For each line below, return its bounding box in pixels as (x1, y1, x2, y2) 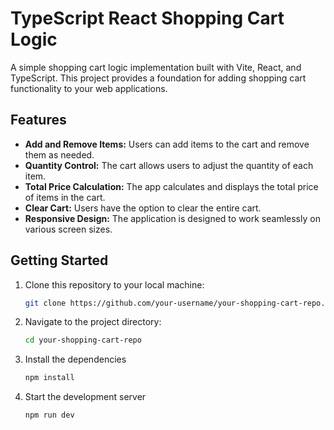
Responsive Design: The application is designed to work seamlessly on (24, 212, 321, 224)
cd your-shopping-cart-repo (24, 335, 142, 346)
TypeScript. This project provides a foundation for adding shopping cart (10, 72, 307, 84)
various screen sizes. (24, 223, 113, 235)
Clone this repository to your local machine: (24, 278, 205, 291)
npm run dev (24, 410, 75, 421)
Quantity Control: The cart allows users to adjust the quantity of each (24, 159, 314, 171)
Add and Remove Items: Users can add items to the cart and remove (24, 138, 310, 150)
